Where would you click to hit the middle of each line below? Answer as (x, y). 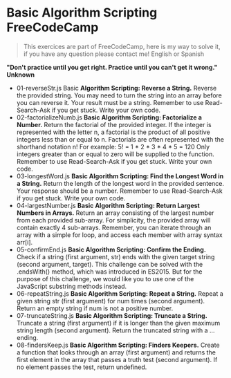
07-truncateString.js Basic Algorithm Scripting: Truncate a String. (112, 315)
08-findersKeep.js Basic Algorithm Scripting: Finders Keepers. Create (118, 345)
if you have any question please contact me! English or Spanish (114, 54)
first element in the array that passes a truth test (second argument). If (117, 359)
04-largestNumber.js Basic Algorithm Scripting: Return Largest (108, 205)
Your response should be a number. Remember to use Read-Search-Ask (119, 191)
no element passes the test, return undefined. (82, 367)
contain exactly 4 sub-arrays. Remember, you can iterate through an (114, 227)
